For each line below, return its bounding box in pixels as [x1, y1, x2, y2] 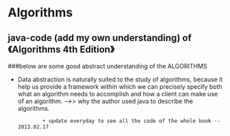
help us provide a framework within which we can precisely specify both [17, 83, 222, 90]
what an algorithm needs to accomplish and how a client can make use [17, 90, 218, 98]
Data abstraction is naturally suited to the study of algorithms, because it [17, 75, 223, 83]
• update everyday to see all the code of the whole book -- [42, 118, 221, 124]
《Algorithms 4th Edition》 [8, 43, 115, 55]
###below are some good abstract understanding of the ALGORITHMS [8, 62, 207, 70]
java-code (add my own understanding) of [8, 32, 192, 44]
